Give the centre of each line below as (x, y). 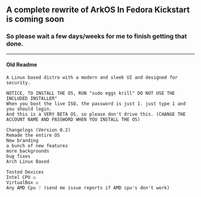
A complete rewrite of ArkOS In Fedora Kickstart (98, 10)
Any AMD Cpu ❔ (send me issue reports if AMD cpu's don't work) (88, 188)
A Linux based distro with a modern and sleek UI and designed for (92, 77)
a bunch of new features (37, 146)
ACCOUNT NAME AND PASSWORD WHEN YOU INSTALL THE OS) (73, 120)
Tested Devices (25, 172)
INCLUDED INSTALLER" (32, 98)
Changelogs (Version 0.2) (38, 130)
